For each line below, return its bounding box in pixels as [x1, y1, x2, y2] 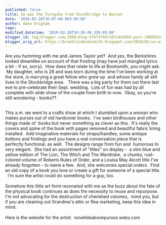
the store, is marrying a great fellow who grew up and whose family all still [5, 74, 158, 79]
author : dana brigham [5, 21, 50, 26]
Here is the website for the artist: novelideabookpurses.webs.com [5, 214, 140, 220]
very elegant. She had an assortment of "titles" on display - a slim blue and [5, 146, 161, 152]
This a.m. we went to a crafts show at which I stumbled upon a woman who [5, 110, 158, 115]
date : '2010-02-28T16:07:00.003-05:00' [5, 16, 87, 21]
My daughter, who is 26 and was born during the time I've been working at [6, 69, 158, 75]
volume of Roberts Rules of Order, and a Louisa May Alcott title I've [21, 156, 159, 163]
